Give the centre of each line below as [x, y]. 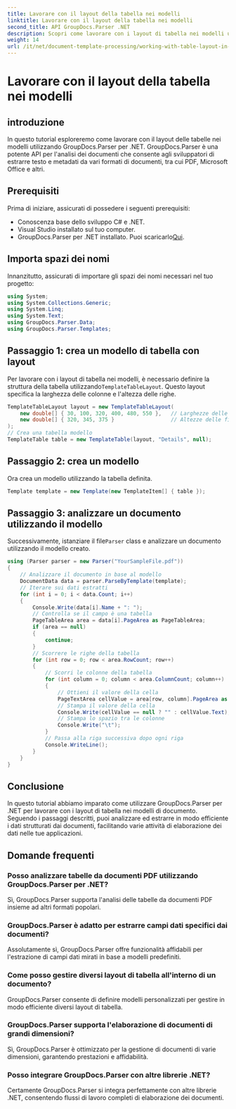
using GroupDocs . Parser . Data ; [52, 322]
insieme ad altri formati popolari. [54, 907]
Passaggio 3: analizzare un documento [94, 514]
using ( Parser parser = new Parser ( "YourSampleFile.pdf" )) [96, 562]
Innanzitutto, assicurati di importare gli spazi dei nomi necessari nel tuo [110, 276]
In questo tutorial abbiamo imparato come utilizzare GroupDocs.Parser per [115, 803]
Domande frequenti [51, 855]
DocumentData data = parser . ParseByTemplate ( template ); [104, 582]
